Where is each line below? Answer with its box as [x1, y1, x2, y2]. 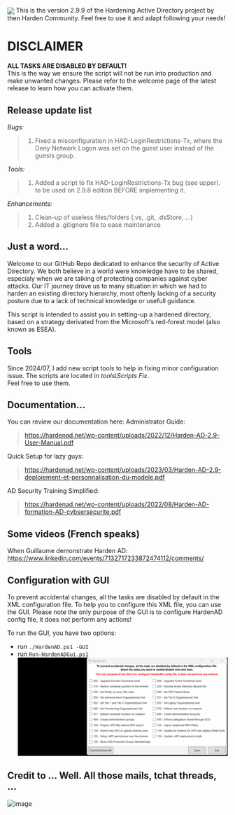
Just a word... [7, 241, 69, 253]
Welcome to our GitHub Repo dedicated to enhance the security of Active [7, 259, 220, 267]
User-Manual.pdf [24, 438, 74, 447]
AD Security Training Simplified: [7, 487, 99, 495]
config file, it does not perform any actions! [7, 615, 132, 623]
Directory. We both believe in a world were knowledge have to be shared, [7, 267, 218, 275]
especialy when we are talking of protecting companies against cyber [7, 274, 208, 282]
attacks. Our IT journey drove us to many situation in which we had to [7, 281, 208, 290]
